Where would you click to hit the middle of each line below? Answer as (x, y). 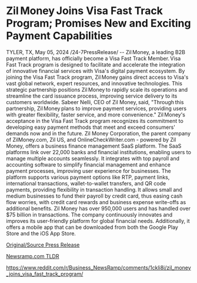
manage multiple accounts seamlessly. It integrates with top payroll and (93, 158)
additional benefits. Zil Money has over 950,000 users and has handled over (98, 208)
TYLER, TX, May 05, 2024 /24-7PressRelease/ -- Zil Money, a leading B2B (96, 52)
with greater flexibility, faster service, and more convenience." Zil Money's (96, 114)
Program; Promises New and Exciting (98, 23)
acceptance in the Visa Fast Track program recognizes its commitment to (95, 121)
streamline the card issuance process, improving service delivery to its (92, 96)
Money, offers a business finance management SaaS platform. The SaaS (94, 146)
